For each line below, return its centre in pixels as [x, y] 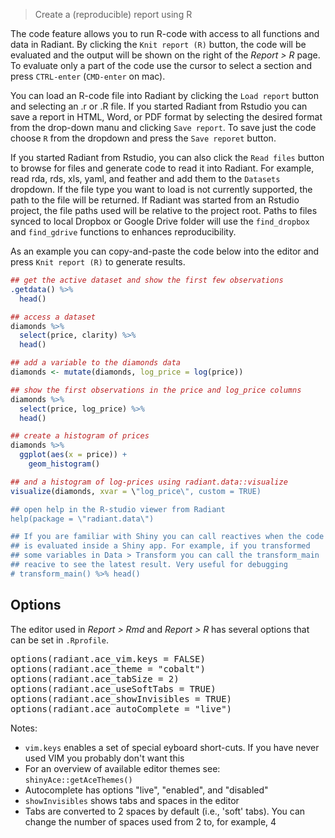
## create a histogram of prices [80, 436]
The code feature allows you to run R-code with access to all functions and [165, 33]
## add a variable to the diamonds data [96, 363]
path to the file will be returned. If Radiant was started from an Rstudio [155, 200]
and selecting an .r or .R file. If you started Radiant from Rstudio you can [159, 106]
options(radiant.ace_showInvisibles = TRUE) [121, 698]
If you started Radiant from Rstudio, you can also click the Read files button [167, 157]
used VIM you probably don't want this [104, 758]
